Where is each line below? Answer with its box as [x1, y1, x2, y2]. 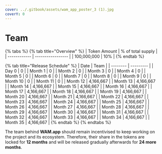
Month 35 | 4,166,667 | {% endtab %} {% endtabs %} [5, 120, 112, 125]
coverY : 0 [5, 12, 25, 16]
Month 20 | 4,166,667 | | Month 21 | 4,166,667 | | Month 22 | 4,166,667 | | [5, 94, 149, 100]
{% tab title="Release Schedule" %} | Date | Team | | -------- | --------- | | [5, 63, 154, 69]
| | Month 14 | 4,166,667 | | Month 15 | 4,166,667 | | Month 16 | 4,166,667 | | [5, 83, 152, 90]
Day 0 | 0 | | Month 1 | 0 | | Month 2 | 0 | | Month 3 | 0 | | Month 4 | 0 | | [5, 68, 146, 74]
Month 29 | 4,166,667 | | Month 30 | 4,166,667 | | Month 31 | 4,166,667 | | [5, 109, 149, 115]
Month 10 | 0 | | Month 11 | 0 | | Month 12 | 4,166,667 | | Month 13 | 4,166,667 [5, 78, 156, 84]
